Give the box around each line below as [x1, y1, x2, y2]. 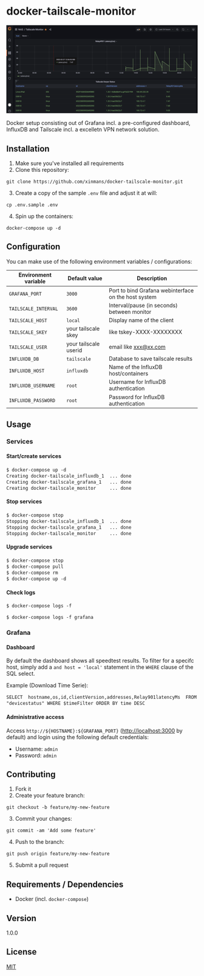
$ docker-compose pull [6, 564, 64, 570]
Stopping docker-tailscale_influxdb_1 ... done [6, 518, 132, 525]
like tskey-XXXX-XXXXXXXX [109, 328, 183, 336]
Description [137, 274, 168, 281]
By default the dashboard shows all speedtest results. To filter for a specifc [6, 657, 194, 665]
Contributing [6, 769, 56, 779]
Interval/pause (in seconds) [109, 302, 178, 309]
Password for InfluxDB [109, 393, 165, 400]
